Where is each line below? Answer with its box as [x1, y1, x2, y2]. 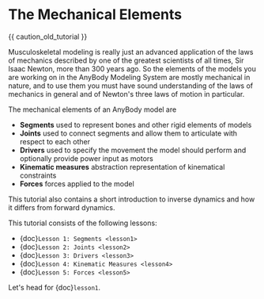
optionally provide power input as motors [19, 153, 154, 163]
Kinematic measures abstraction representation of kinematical [19, 162, 225, 171]
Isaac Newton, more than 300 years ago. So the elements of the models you [8, 63, 257, 73]
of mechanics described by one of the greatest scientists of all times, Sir [8, 56, 244, 65]
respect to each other [19, 136, 91, 146]
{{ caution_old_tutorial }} [8, 32, 88, 41]
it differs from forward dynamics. [8, 202, 115, 212]
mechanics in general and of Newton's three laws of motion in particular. [8, 89, 245, 98]
